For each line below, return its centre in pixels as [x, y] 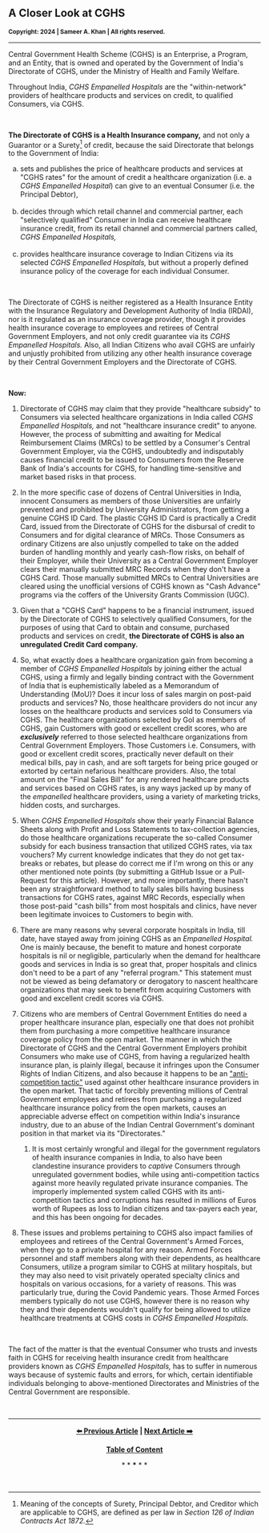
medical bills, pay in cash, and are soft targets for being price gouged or [139, 763]
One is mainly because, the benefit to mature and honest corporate [130, 948]
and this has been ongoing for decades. [98, 1217]
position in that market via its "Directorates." [92, 1133]
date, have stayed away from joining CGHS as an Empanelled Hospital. [137, 939]
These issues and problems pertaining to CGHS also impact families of [137, 1233]
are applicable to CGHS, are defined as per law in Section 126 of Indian [137, 1512]
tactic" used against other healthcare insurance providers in [160, 1082]
